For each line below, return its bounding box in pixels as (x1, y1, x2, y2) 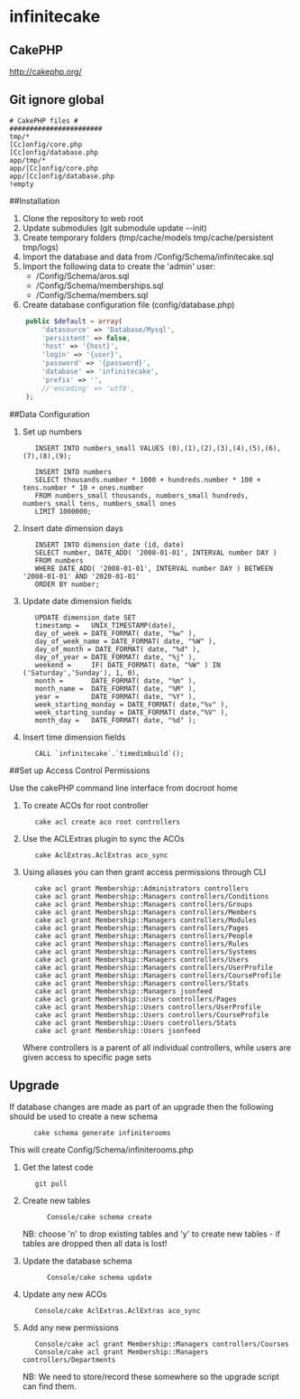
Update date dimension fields (22, 595, 132, 606)
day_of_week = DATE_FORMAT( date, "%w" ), (34, 629, 196, 638)
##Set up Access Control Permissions (9, 765, 150, 776)
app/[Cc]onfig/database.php (9, 172, 115, 181)
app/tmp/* (9, 155, 47, 164)
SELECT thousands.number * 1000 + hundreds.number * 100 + (34, 475, 261, 484)
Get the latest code (22, 1162, 94, 1173)
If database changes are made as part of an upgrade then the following (9, 1102, 274, 1113)
